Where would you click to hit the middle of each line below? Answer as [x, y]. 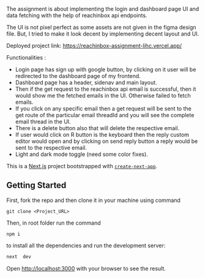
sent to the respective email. [51, 148]
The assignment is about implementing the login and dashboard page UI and [103, 9]
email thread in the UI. [43, 122]
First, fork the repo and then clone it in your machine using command [93, 200]
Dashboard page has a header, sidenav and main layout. [86, 83]
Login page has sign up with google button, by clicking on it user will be [106, 69]
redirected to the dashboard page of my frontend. [78, 76]
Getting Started [36, 186]
